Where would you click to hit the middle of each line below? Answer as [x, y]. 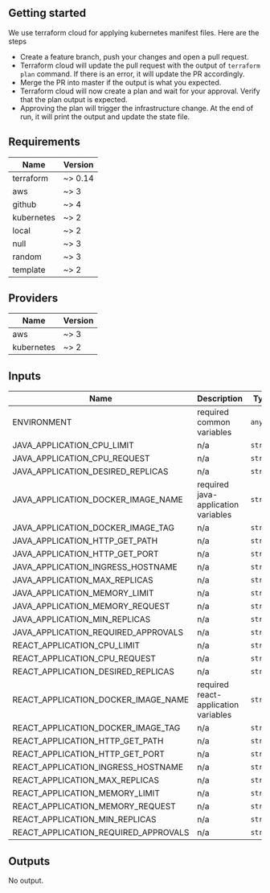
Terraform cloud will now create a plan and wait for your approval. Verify [140, 91]
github [25, 204]
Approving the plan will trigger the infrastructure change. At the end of [137, 108]
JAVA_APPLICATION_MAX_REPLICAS [83, 580]
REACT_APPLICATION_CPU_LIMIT [76, 645]
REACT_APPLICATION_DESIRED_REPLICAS [93, 672]
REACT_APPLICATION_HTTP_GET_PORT [88, 754]
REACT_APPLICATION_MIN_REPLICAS [84, 820]
